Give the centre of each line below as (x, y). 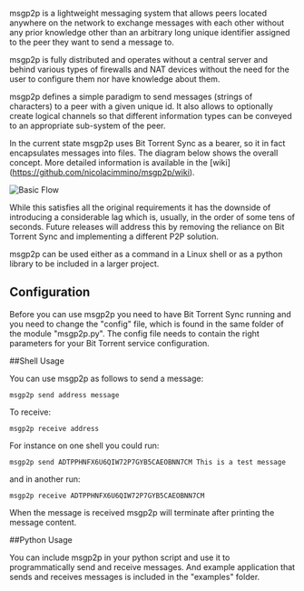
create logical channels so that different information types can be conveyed (151, 116)
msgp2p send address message (64, 395)
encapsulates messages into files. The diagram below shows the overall (144, 153)
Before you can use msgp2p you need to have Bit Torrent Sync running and (151, 314)
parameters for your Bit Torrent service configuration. (110, 343)
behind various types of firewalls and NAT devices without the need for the (150, 69)
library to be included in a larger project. (84, 264)
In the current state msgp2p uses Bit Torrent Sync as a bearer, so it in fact (147, 143)
